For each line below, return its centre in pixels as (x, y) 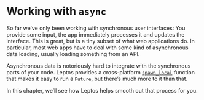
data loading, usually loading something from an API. (73, 54)
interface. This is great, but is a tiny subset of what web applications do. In (101, 41)
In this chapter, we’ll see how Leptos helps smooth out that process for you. (102, 90)
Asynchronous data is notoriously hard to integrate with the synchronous (99, 66)
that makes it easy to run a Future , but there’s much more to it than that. (97, 79)
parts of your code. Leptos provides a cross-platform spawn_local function (101, 72)
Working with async (56, 11)
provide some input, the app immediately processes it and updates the (96, 34)
